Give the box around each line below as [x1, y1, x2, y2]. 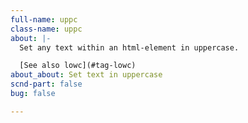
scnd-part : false [10, 79, 83, 90]
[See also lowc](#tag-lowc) [19, 61, 137, 71]
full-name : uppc [10, 14, 78, 25]
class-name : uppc [10, 24, 83, 34]
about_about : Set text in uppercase [10, 70, 163, 80]
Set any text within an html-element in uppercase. [19, 42, 240, 53]
